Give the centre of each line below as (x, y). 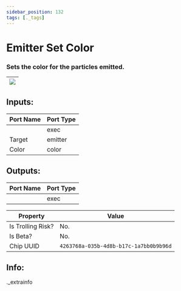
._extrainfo (19, 282)
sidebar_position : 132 (35, 12)
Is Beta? (21, 236)
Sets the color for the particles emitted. (65, 66)
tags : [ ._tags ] (26, 18)
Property (31, 216)
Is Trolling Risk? (32, 226)
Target (19, 139)
